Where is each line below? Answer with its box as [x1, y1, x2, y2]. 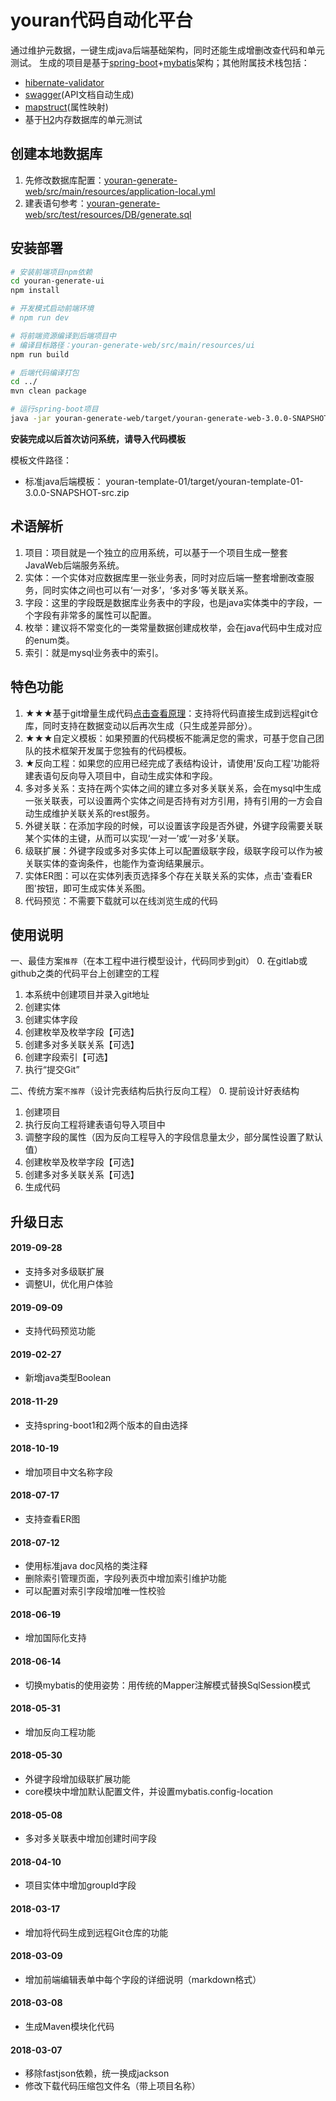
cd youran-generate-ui [10, 276, 105, 286]
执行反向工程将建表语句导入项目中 [24, 1119, 166, 1131]
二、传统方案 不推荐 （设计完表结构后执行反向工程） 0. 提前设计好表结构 [10, 1085, 300, 1097]
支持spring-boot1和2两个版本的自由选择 [24, 1419, 189, 1431]
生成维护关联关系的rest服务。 [33, 807, 155, 819]
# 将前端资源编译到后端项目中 [10, 331, 117, 341]
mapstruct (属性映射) [24, 101, 109, 113]
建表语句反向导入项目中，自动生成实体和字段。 [24, 769, 218, 781]
